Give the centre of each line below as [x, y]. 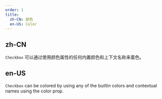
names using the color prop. [35, 91]
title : [12, 15]
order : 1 [14, 10]
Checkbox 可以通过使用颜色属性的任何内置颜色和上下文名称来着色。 [75, 57]
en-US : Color [23, 24]
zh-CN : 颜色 [22, 19]
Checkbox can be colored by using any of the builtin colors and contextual [81, 85]
